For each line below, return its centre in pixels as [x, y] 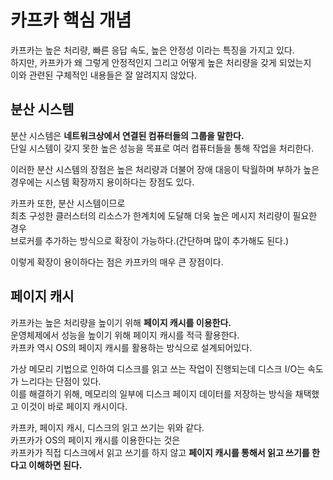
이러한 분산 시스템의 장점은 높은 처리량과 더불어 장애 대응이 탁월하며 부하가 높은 [165, 169]
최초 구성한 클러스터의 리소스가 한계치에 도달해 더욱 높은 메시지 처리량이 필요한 [164, 215]
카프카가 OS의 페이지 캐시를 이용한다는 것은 [95, 440]
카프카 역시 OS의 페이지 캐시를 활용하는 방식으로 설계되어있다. [131, 347]
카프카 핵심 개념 [71, 20]
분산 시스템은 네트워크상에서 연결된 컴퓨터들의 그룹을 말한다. [127, 135]
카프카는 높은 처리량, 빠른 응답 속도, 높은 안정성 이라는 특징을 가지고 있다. [152, 50]
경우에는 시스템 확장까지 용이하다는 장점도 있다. [102, 182]
